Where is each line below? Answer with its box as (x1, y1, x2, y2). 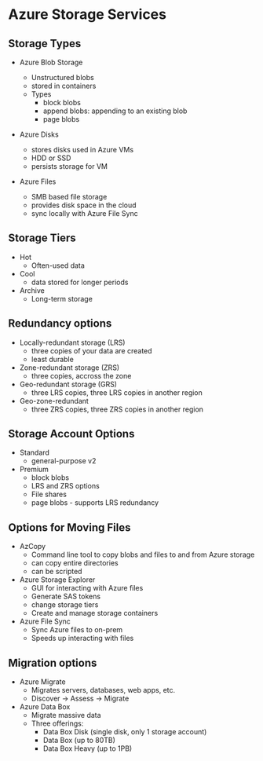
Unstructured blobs (31, 73, 94, 82)
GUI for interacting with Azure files (31, 584, 144, 593)
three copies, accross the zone (31, 371, 132, 380)
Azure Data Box (19, 702, 71, 712)
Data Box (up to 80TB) (42, 736, 116, 745)
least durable (31, 354, 75, 364)
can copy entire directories (31, 558, 119, 568)
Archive (19, 285, 45, 295)
